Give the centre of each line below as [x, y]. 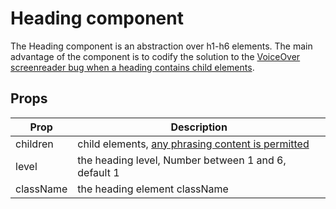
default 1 [98, 172]
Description [199, 127]
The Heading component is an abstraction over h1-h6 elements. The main [161, 46]
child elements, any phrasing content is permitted [193, 144]
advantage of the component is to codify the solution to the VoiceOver [155, 56]
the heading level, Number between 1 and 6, [182, 160]
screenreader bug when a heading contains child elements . [132, 67]
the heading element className [153, 189]
